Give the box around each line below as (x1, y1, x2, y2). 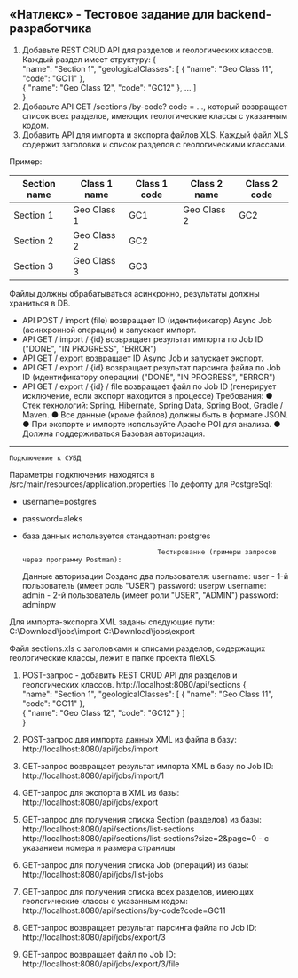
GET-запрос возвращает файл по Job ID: (21, 949, 176, 959)
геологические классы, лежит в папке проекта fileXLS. (9, 652, 217, 663)
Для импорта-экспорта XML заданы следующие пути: (9, 616, 216, 627)
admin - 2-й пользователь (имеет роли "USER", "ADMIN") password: (21, 590, 278, 600)
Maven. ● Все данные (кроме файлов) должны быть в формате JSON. (21, 409, 288, 420)
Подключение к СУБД (9, 453, 82, 463)
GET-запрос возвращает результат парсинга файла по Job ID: (21, 922, 257, 933)
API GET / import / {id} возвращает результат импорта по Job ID (21, 333, 263, 345)
